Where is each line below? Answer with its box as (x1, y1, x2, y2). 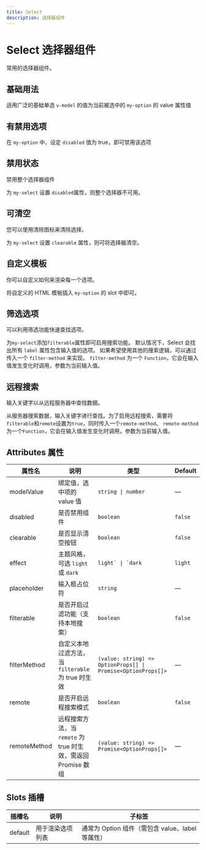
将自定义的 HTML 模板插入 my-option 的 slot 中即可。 (6, 289, 140, 296)
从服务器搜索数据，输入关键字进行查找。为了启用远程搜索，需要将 (6, 412, 173, 420)
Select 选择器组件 (6, 43, 96, 57)
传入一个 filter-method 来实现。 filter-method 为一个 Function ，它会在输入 (6, 354, 199, 362)
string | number (97, 488, 145, 495)
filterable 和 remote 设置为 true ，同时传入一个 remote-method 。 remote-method (6, 420, 199, 427)
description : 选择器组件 (6, 15, 66, 21)
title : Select (6, 9, 43, 15)
